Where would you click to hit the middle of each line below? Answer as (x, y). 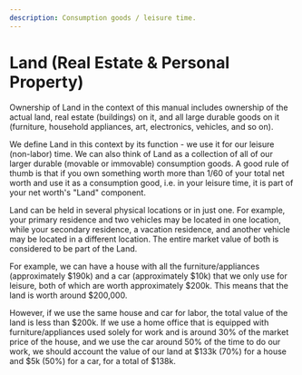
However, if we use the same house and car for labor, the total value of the (149, 312)
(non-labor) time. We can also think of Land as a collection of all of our (141, 153)
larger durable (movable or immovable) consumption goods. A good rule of (149, 163)
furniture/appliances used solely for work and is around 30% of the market (149, 331)
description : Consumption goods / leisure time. (103, 18)
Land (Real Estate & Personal (120, 62)
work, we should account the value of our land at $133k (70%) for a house (148, 351)
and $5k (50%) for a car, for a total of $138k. (93, 360)
